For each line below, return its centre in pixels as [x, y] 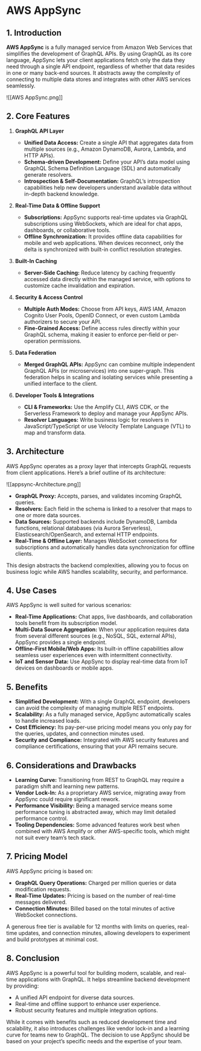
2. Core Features [38, 116]
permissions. [65, 341]
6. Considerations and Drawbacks [72, 765]
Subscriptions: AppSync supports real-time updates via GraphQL [106, 217]
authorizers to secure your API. [62, 322]
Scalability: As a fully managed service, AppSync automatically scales [103, 714]
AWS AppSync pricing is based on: [50, 871]
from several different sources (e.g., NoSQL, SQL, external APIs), [96, 636]
